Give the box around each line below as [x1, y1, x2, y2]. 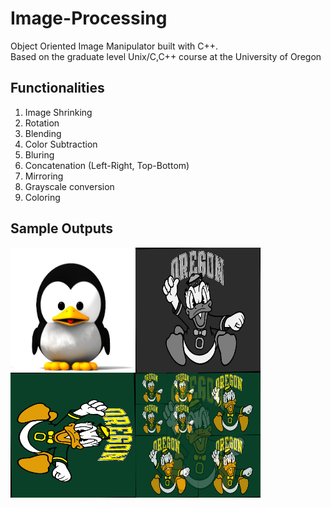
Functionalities [10, 80, 105, 97]
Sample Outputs [10, 220, 114, 237]
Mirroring [24, 170, 64, 182]
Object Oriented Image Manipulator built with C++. [10, 40, 219, 52]
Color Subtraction [24, 138, 98, 150]
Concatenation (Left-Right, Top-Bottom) [24, 159, 190, 171]
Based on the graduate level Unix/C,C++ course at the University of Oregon [10, 50, 322, 62]
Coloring [24, 191, 61, 203]
